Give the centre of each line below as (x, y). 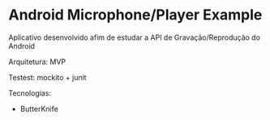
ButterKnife (39, 109)
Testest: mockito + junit (47, 77)
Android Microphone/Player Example (135, 15)
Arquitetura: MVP (37, 62)
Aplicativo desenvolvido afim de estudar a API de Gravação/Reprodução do (135, 37)
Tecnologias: (30, 93)
